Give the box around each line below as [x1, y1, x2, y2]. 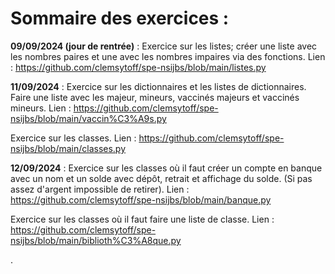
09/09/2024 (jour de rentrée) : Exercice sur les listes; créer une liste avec [10, 40, 318, 52]
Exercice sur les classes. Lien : [10, 132, 137, 144]
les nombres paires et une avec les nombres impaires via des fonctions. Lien [10, 50, 326, 62]
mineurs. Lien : [10, 102, 72, 114]
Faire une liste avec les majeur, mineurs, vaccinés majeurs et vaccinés [10, 91, 300, 103]
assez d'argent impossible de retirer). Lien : [10, 183, 190, 195]
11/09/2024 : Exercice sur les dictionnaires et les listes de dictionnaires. [10, 80, 307, 92]
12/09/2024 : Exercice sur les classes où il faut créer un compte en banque [10, 162, 323, 174]
